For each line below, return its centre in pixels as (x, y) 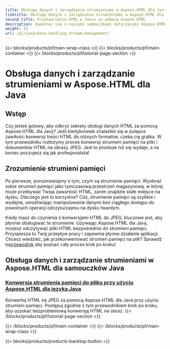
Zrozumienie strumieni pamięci (55, 169)
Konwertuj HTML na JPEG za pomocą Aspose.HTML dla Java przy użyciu (82, 300)
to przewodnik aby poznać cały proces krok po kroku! (61, 244)
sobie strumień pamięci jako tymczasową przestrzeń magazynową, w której (84, 186)
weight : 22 (17, 29)
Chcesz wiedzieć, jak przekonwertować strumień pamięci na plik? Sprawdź (84, 239)
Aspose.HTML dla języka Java (43, 289)
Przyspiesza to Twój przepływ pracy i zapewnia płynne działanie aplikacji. (82, 234)
